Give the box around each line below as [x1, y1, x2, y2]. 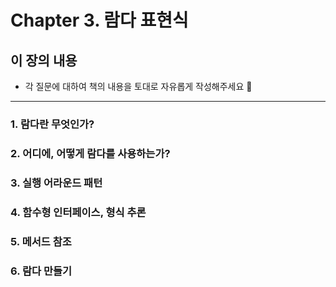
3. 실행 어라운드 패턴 [10, 176, 103, 190]
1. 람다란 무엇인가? [10, 117, 95, 131]
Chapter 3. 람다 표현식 [10, 9, 189, 32]
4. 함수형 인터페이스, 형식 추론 [10, 205, 147, 219]
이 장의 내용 [10, 52, 78, 69]
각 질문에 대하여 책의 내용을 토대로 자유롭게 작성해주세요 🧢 [24, 81, 253, 92]
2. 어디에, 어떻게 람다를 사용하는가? [10, 146, 171, 160]
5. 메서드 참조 [10, 234, 72, 248]
